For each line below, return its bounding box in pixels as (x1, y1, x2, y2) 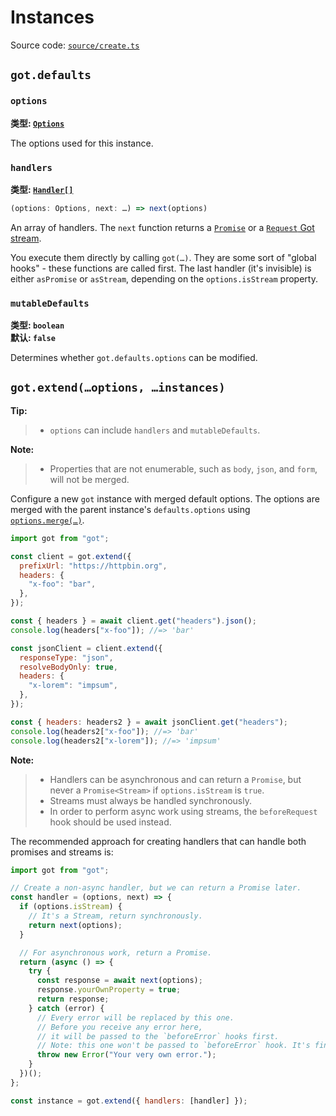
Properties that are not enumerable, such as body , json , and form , (49, 462, 318, 475)
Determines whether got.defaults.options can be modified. (10, 352, 258, 364)
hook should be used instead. (49, 816, 172, 828)
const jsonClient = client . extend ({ (10, 643, 163, 653)
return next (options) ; (28, 920, 123, 930)
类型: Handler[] (10, 183, 74, 195)
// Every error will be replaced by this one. (36, 1012, 235, 1023)
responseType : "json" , (19, 652, 114, 663)
